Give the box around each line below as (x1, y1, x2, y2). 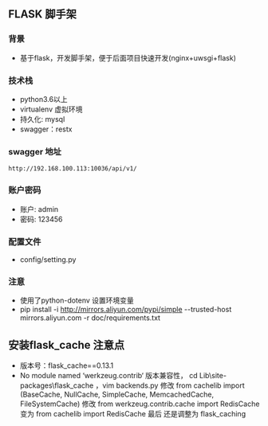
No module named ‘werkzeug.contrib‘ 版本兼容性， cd (19, 370, 198, 380)
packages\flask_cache (19, 381, 94, 390)
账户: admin (19, 204, 59, 213)
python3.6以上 (19, 94, 68, 104)
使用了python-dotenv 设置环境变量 (19, 295, 134, 305)
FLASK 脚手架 (8, 7, 77, 21)
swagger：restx (19, 124, 73, 134)
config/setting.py (19, 254, 77, 264)
